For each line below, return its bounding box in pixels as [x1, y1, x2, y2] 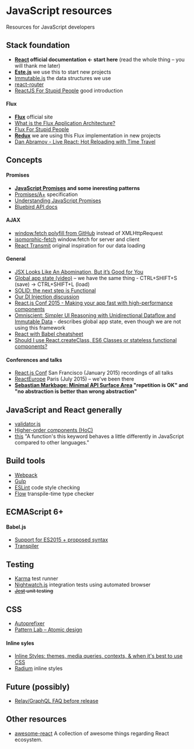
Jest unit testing [14, 588, 54, 595]
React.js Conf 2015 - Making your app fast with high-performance [14, 299, 173, 306]
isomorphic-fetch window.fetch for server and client [14, 236, 140, 243]
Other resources [6, 715, 67, 724]
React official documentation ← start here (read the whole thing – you [14, 56, 185, 63]
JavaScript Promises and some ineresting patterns [14, 184, 140, 191]
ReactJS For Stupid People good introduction [14, 87, 124, 94]
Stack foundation [6, 40, 70, 50]
